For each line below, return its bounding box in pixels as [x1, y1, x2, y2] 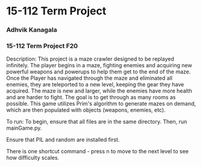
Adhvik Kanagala [6, 26, 57, 34]
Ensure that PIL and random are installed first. [6, 136, 120, 144]
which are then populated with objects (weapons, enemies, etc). [6, 106, 166, 114]
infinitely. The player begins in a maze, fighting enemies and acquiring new [6, 62, 192, 69]
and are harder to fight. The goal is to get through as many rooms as [6, 94, 176, 101]
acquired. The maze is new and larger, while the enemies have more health [6, 87, 192, 94]
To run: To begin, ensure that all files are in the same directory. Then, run [6, 118, 188, 126]
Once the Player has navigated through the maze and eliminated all [6, 74, 173, 82]
